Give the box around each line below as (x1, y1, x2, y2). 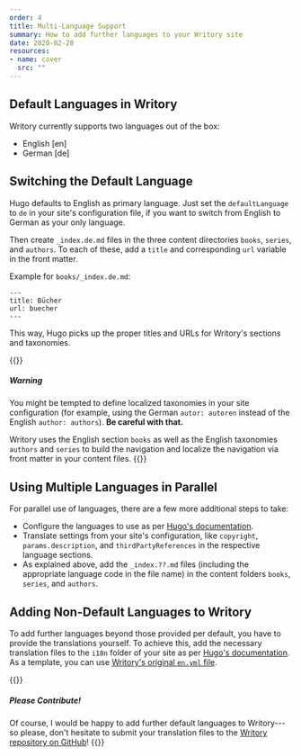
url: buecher (9, 303, 58, 313)
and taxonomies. (9, 337, 71, 347)
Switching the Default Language (9, 174, 193, 189)
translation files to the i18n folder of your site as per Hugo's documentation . (9, 647, 290, 658)
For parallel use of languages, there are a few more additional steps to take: (9, 503, 289, 514)
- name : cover (9, 55, 63, 64)
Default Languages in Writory (9, 96, 178, 112)
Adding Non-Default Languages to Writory (9, 604, 252, 619)
